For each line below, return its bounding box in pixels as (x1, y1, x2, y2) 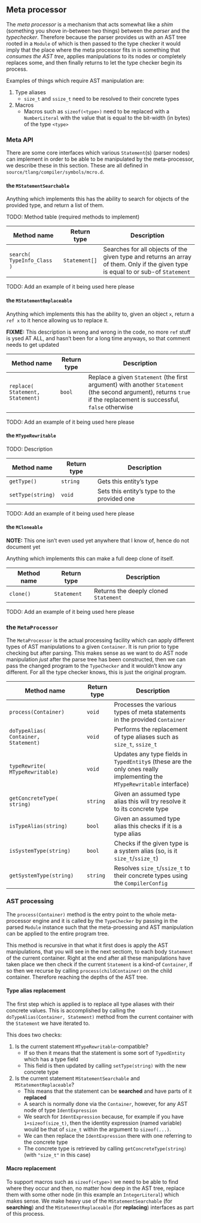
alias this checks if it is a (114, 822, 182, 831)
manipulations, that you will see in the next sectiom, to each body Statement (6, 948, 193, 955)
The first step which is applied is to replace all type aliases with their (6, 1000, 175, 1008)
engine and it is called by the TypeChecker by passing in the (32, 917, 178, 924)
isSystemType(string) (9, 847, 71, 855)
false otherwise (88, 403, 133, 411)
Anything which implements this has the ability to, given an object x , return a (6, 310, 194, 317)
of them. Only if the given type (103, 260, 188, 269)
